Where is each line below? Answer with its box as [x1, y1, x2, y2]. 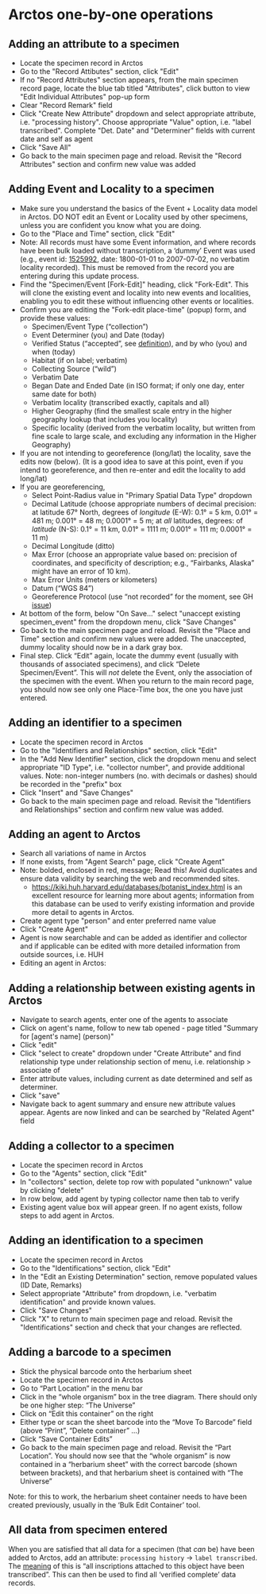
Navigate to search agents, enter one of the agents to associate [19, 1015, 229, 1025]
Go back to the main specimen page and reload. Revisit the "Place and [19, 625, 251, 635]
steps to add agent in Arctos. [19, 1211, 115, 1221]
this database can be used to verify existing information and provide [31, 899, 256, 909]
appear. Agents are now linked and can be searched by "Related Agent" [19, 1108, 256, 1117]
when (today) [31, 347, 75, 357]
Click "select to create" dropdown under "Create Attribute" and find [19, 1048, 241, 1058]
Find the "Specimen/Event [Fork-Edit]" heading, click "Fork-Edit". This [19, 280, 249, 289]
